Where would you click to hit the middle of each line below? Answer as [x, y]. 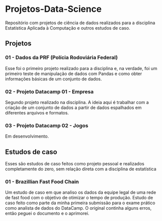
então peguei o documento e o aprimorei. [47, 214]
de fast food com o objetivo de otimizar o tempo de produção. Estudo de [79, 198]
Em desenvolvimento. [27, 136]
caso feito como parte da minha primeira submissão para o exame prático [80, 203]
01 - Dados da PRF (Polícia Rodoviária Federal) [61, 58]
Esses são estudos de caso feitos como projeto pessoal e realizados [75, 164]
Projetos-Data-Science [54, 9]
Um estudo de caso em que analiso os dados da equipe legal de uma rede [81, 192]
